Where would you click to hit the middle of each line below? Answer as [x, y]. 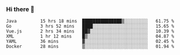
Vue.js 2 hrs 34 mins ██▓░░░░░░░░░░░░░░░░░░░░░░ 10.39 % [90, 31]
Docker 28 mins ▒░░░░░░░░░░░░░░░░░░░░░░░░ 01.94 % [90, 47]
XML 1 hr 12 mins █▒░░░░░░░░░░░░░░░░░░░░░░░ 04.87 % [90, 36]
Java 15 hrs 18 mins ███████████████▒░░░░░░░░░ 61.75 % [90, 21]
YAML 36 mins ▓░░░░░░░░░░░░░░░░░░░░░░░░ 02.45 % [90, 42]
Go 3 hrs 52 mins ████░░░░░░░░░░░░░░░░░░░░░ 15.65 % [90, 26]
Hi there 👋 [21, 9]
